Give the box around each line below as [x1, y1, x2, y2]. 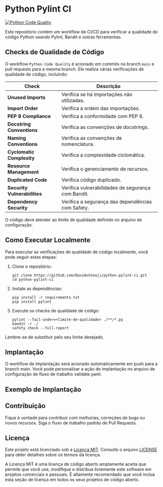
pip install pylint [12, 299, 52, 304]
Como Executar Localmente [5, 236, 91, 244]
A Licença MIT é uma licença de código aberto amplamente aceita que [5, 461, 147, 467]
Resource [7, 162, 30, 169]
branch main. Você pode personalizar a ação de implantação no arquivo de [5, 366, 155, 372]
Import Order [7, 105, 38, 112]
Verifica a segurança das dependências [61, 198, 152, 205]
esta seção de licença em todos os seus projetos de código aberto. [5, 477, 140, 483]
